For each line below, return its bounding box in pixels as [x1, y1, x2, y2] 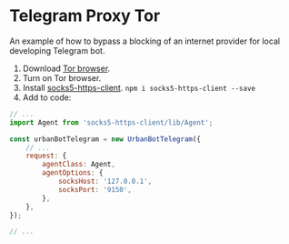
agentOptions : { [42, 168, 104, 178]
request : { [25, 151, 67, 160]
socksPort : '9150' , [57, 185, 132, 194]
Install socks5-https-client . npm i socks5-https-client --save [22, 82, 256, 93]
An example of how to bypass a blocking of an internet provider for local [9, 36, 280, 46]
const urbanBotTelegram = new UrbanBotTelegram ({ [9, 134, 202, 144]
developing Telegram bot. [9, 45, 105, 56]
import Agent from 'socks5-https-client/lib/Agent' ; [9, 117, 214, 127]
